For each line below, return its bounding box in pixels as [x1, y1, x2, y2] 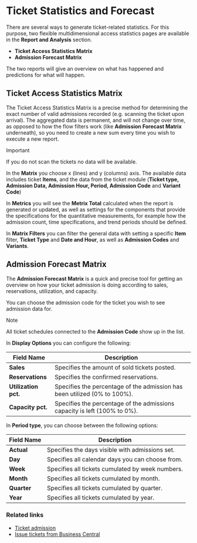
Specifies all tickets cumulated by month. [46, 474, 160, 482]
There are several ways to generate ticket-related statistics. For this [6, 24, 169, 31]
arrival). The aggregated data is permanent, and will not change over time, [6, 116, 186, 124]
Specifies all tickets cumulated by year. [46, 493, 155, 501]
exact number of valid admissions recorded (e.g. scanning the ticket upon [6, 110, 185, 117]
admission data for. [6, 305, 53, 312]
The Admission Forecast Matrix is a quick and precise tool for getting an [6, 275, 183, 282]
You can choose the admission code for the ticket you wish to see [6, 299, 165, 306]
